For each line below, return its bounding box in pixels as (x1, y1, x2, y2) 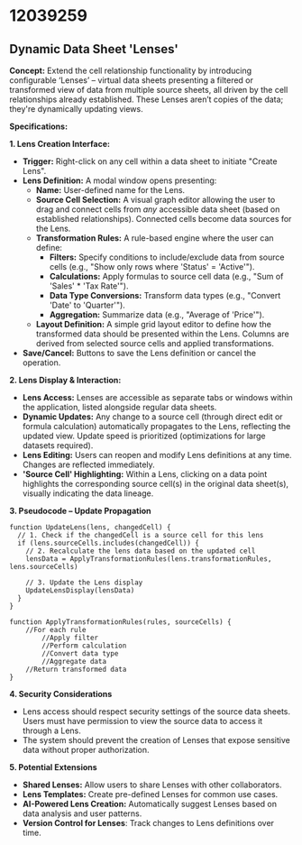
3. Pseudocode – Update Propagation (9, 506, 151, 516)
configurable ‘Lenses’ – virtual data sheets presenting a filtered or (9, 75, 254, 86)
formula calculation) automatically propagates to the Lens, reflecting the (22, 421, 291, 431)
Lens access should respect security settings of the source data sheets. (22, 706, 291, 717)
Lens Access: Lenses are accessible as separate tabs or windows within (22, 392, 293, 402)
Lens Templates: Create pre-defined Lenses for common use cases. (22, 789, 279, 799)
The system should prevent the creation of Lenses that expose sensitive (22, 735, 290, 745)
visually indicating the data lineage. (22, 488, 154, 499)
